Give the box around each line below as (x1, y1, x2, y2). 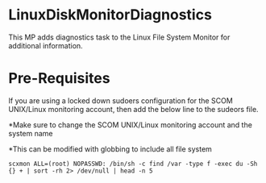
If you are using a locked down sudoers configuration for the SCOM (8, 95, 234, 106)
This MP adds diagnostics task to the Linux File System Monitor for (8, 32, 231, 42)
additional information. (8, 40, 83, 50)
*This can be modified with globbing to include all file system (8, 143, 212, 154)
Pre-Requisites (8, 69, 110, 88)
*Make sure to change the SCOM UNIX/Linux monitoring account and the (8, 119, 252, 130)
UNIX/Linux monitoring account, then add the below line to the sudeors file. (8, 104, 260, 114)
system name (8, 128, 54, 138)
